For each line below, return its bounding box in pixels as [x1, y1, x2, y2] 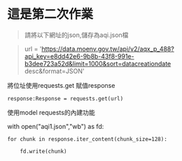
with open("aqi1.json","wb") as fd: [7, 122, 104, 130]
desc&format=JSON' [24, 67, 85, 75]
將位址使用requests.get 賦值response [7, 81, 115, 89]
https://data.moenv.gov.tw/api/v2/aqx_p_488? [41, 45, 175, 53]
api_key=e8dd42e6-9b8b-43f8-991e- [24, 52, 134, 60]
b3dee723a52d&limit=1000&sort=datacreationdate [24, 59, 171, 68]
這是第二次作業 [7, 6, 94, 22]
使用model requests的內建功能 [7, 108, 96, 116]
